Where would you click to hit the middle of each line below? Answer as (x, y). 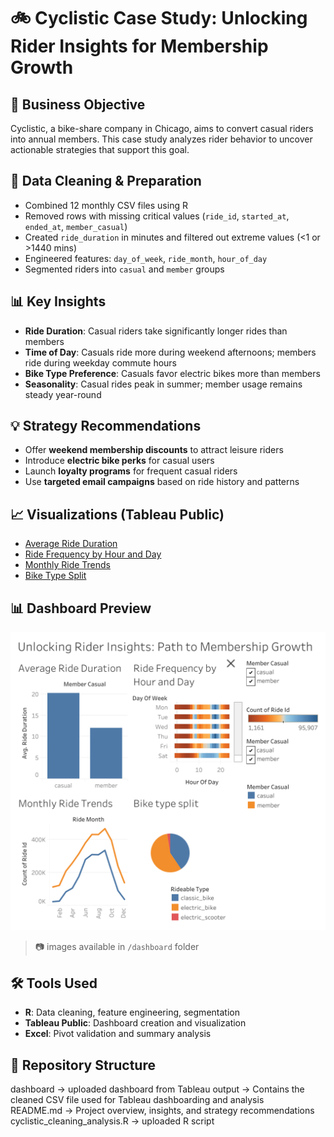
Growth (42, 67)
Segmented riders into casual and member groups (124, 269)
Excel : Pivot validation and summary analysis (118, 1034)
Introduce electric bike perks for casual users (119, 461)
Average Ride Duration (71, 544)
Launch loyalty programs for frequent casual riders (131, 471)
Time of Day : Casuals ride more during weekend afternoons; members (170, 352)
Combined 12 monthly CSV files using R (106, 205)
